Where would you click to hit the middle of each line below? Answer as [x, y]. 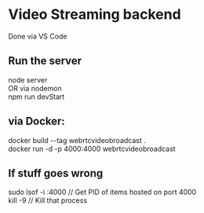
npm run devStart [36, 97]
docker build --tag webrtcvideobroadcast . [77, 140]
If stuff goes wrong [56, 173]
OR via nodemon [35, 88]
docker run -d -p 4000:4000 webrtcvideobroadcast [92, 149]
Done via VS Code [38, 36]
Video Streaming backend [95, 15]
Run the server [45, 61]
